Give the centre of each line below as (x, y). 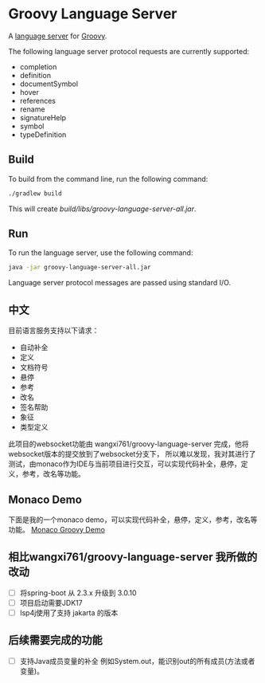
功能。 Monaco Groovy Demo (57, 529)
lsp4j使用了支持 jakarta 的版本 (69, 612)
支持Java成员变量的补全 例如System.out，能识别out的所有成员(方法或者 (137, 661)
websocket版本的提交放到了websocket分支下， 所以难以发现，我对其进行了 (132, 454)
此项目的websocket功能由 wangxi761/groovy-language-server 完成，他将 (129, 444)
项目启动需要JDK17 (51, 603)
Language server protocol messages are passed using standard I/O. (120, 283)
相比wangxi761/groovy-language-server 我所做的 (133, 557)
